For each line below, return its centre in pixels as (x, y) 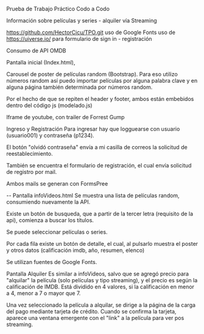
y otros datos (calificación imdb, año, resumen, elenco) (76, 250)
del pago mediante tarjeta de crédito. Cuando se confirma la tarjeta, (91, 311)
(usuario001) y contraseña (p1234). (50, 135)
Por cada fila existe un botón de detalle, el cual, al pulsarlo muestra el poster (102, 244)
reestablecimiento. (30, 154)
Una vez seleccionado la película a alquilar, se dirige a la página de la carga (101, 305)
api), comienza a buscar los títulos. (50, 220)
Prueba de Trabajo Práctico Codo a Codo (58, 9)
